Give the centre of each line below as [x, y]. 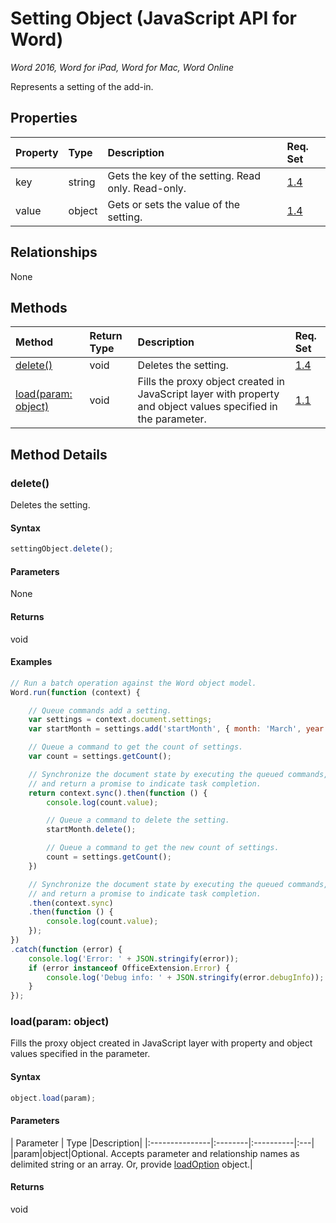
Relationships [54, 252]
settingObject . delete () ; [62, 549]
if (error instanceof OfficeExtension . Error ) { [129, 968]
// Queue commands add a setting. [100, 710]
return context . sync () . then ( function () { [118, 793]
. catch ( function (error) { [66, 949]
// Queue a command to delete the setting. [138, 820]
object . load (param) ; [53, 1098]
